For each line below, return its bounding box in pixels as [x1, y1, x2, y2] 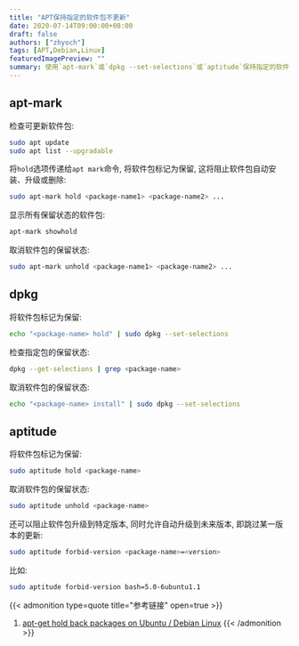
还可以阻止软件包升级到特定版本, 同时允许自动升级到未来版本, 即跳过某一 [9, 519, 276, 529]
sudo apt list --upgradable [9, 146, 114, 156]
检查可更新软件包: [9, 120, 75, 131]
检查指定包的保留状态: [9, 346, 91, 357]
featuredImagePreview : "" [9, 54, 105, 63]
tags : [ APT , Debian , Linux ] [9, 46, 105, 55]
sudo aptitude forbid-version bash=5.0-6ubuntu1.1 [9, 582, 201, 592]
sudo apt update [9, 138, 69, 147]
